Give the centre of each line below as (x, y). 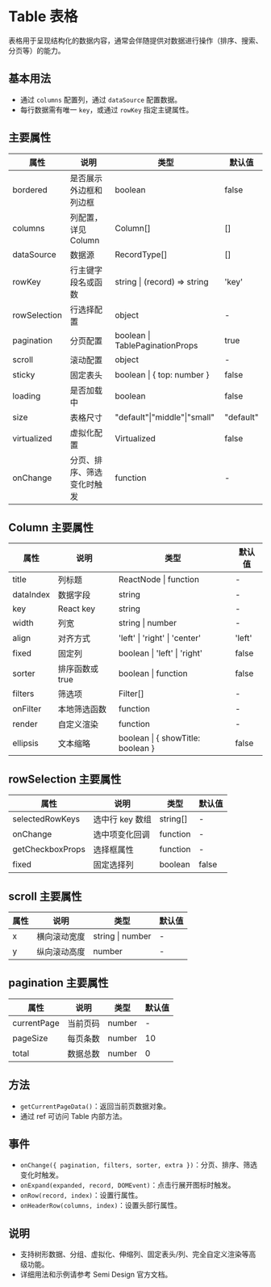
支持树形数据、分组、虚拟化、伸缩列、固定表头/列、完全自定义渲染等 (134, 1255)
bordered (30, 189)
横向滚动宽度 (61, 937)
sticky (24, 374)
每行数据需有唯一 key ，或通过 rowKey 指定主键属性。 (106, 109)
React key (76, 609)
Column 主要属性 (51, 527)
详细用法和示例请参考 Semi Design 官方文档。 (96, 1275)
